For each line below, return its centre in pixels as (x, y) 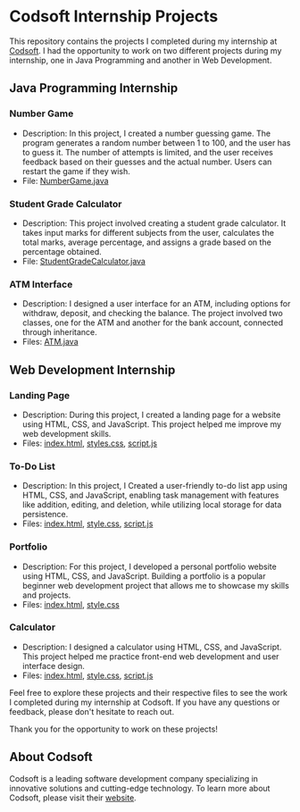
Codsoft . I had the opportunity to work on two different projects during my (146, 50)
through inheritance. (60, 332)
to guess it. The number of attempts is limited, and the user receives (148, 152)
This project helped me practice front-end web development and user (150, 656)
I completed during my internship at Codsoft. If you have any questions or (145, 702)
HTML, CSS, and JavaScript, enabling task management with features (150, 495)
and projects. (46, 595)
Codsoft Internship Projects (114, 17)
